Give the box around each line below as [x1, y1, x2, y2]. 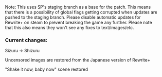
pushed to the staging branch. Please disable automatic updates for [5, 15, 141, 20]
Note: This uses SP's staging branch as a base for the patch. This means [5, 4, 151, 10]
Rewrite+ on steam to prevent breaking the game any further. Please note [5, 19, 152, 25]
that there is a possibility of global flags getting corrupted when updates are [5, 9, 158, 15]
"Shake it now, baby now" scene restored [5, 66, 88, 72]
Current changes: [5, 36, 48, 43]
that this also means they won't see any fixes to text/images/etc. [5, 25, 134, 31]
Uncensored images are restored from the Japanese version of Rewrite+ [5, 57, 151, 63]
